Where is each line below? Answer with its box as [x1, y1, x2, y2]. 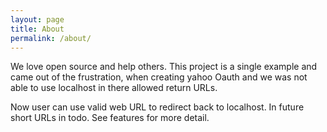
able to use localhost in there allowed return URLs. [10, 82, 218, 94]
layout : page [10, 14, 65, 25]
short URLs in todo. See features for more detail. [10, 112, 210, 124]
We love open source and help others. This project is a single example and [10, 61, 318, 73]
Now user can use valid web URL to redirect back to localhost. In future [10, 101, 305, 113]
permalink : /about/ [10, 33, 92, 43]
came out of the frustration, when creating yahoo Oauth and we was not [10, 71, 308, 83]
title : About [10, 24, 65, 34]
